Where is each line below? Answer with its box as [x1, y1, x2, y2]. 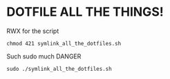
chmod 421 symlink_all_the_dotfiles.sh [6, 40, 122, 47]
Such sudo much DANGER [6, 52, 82, 60]
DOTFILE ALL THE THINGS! [6, 4, 164, 20]
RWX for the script [6, 27, 59, 35]
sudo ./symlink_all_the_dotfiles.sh [6, 65, 112, 72]
